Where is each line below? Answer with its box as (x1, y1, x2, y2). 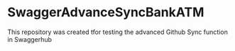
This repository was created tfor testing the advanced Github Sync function (7, 28, 229, 36)
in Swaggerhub (7, 35, 52, 43)
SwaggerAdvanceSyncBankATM (7, 4, 204, 21)
